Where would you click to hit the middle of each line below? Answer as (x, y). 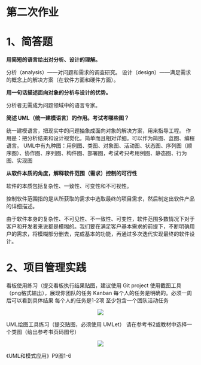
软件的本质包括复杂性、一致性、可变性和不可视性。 (69, 186)
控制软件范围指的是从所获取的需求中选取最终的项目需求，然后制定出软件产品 (100, 199)
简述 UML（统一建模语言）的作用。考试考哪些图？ (68, 118)
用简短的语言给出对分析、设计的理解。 (53, 60)
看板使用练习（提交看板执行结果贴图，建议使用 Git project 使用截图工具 (94, 285)
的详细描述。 (22, 206)
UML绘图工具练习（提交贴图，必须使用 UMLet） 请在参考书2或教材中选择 (97, 324)
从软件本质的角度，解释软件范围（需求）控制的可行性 (72, 174)
